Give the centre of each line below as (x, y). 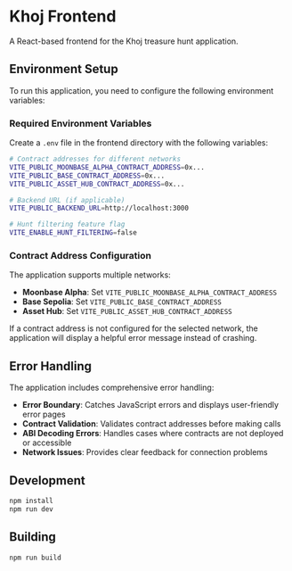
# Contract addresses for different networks (95, 159)
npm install (31, 501)
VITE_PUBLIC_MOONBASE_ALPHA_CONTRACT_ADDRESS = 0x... (107, 167)
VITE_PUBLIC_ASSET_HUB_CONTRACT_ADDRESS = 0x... (97, 184)
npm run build (36, 558)
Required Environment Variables (81, 123)
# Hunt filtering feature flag (67, 225)
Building (32, 537)
